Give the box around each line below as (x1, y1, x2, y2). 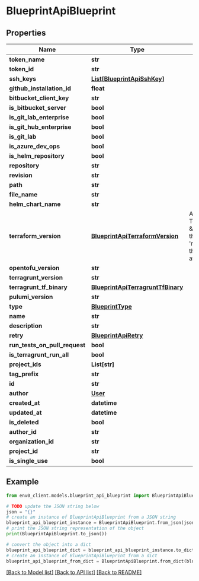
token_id (9, 65, 34, 73)
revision (9, 171, 33, 179)
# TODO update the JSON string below (6, 503, 99, 509)
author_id (9, 428, 37, 436)
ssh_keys (9, 75, 37, 82)
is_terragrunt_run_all (9, 351, 69, 358)
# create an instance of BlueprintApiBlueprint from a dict (6, 553, 158, 558)
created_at (9, 399, 40, 407)
